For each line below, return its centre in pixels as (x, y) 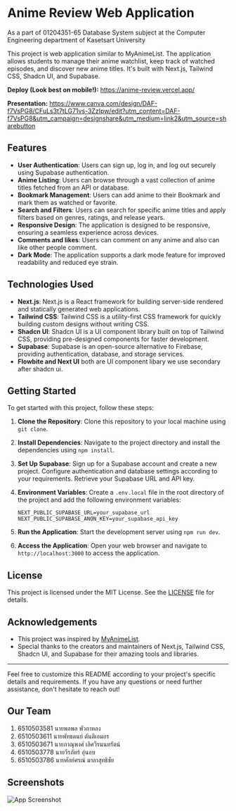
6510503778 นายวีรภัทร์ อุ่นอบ (56, 752)
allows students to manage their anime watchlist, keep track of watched (111, 61)
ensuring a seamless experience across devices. (88, 232)
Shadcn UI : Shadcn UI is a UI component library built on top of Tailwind (120, 331)
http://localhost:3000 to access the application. (88, 553)
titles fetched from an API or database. (73, 187)
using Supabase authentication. (63, 172)
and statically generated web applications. (79, 309)
